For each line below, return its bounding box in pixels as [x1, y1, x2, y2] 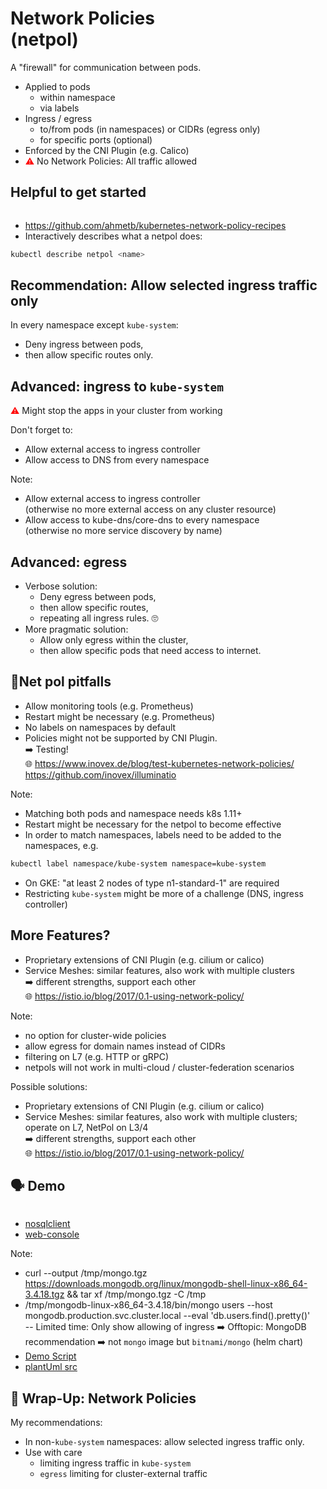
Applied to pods [24, 80, 91, 92]
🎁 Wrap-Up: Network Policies [10, 1390, 197, 1407]
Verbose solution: [24, 580, 98, 592]
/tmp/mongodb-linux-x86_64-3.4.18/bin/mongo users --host [24, 1299, 273, 1311]
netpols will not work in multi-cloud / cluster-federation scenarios [24, 1061, 295, 1073]
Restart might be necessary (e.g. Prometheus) [24, 710, 216, 722]
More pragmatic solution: [24, 623, 129, 636]
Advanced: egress [10, 553, 128, 571]
